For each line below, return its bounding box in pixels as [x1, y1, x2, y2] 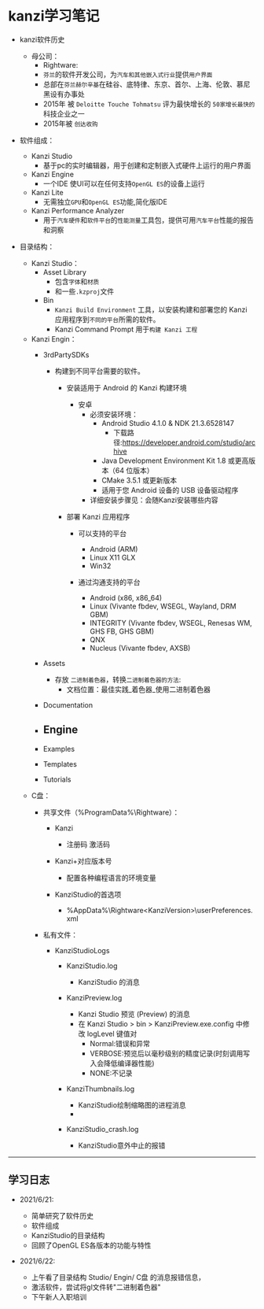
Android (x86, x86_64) [90, 593, 163, 602]
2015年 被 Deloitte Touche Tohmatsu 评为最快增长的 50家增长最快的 [42, 99, 255, 109]
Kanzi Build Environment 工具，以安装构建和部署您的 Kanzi [54, 305, 247, 314]
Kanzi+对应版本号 [54, 856, 112, 866]
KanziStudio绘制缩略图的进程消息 [78, 1100, 186, 1110]
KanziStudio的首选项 [54, 889, 122, 899]
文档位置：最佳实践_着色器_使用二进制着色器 [66, 684, 211, 693]
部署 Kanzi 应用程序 [66, 512, 130, 521]
